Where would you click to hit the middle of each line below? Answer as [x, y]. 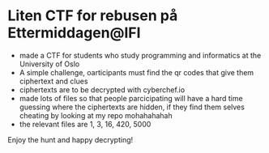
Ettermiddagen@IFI [74, 33]
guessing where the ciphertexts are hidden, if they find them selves [132, 107]
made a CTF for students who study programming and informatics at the [140, 55]
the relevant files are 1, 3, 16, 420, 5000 [85, 124]
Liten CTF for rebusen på [93, 16]
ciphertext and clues [53, 81]
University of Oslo [49, 64]
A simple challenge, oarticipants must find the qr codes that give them [137, 72]
